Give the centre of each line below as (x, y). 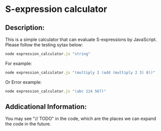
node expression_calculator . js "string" (48, 54)
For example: (19, 63)
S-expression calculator (56, 9)
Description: (25, 28)
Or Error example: (23, 82)
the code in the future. (28, 124)
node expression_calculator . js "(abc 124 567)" (56, 91)
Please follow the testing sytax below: (44, 45)
